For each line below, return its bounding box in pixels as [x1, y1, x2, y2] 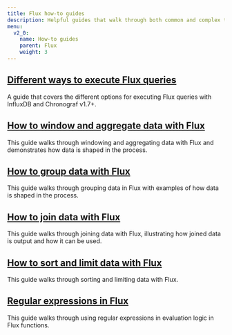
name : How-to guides [19, 36, 79, 43]
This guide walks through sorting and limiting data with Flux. [7, 275, 179, 283]
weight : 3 [19, 49, 48, 56]
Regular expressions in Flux [7, 295, 129, 307]
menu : [7, 23, 23, 30]
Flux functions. [7, 320, 50, 329]
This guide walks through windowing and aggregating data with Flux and [7, 138, 214, 146]
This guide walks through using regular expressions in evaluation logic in [7, 314, 214, 322]
